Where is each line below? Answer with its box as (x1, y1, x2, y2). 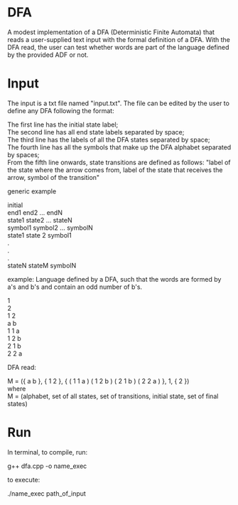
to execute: (7, 475, 40, 484)
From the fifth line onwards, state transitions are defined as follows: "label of (7, 158, 231, 166)
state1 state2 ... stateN (7, 216, 72, 224)
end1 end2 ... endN (7, 208, 63, 217)
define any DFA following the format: (7, 106, 115, 115)
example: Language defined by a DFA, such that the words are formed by (7, 275, 222, 283)
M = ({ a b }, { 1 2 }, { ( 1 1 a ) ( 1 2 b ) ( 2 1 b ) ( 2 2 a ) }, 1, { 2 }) (7, 376, 190, 385)
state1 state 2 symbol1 (7, 230, 72, 239)
